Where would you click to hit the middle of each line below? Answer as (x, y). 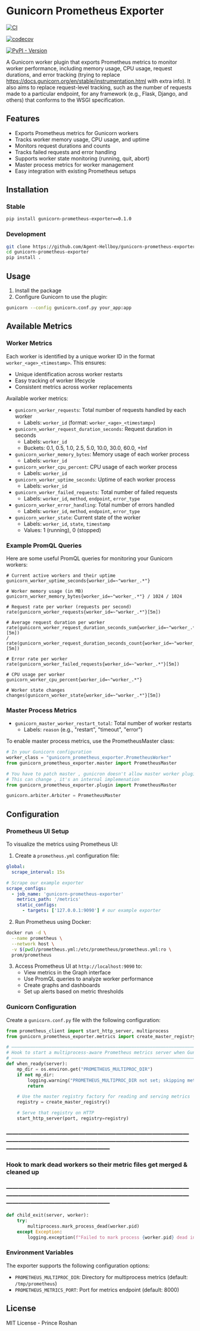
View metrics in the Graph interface (67, 973)
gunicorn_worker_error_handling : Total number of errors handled (94, 505)
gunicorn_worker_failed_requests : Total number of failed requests (96, 492)
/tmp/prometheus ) (36, 1283)
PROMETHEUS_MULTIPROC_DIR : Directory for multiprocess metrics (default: (101, 1277)
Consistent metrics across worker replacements (74, 387)
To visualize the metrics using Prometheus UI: (62, 844)
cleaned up (23, 1172)
